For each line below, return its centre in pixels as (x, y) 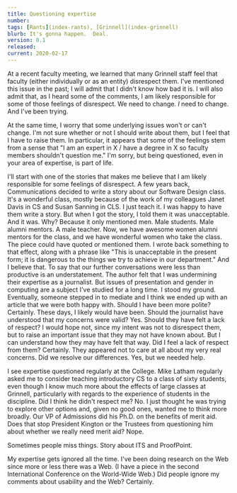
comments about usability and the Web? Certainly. (81, 481)
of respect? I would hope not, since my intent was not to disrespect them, (114, 327)
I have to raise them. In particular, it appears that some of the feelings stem (117, 140)
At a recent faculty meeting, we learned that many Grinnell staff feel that (112, 73)
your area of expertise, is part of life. (60, 162)
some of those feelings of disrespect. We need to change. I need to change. (118, 104)
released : (22, 47)
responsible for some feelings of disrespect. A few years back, (99, 184)
